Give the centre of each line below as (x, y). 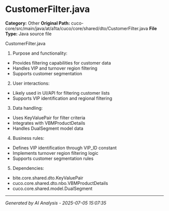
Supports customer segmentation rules (53, 158)
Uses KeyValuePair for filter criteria (49, 118)
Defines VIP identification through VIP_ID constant (65, 148)
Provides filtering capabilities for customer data (62, 63)
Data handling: (27, 108)
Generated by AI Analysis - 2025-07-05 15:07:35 (56, 203)
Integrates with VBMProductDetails (49, 123)
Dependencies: (28, 168)
